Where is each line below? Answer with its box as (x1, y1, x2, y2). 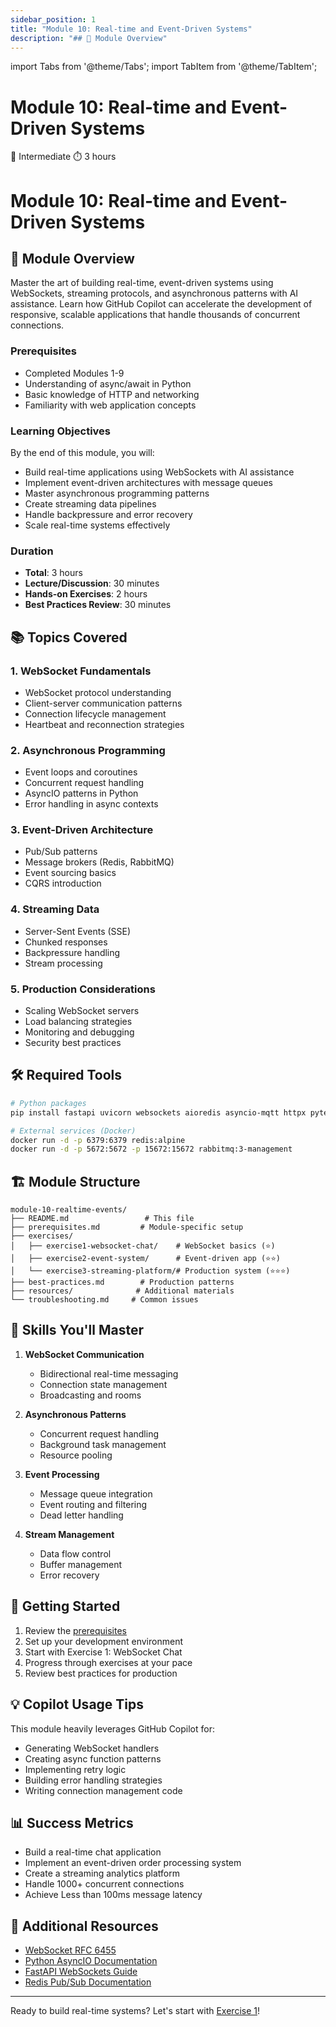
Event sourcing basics (24, 867, 117, 879)
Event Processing (24, 1468, 100, 1480)
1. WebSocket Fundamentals (10, 664, 152, 678)
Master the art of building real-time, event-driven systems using (10, 277, 274, 289)
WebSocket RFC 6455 (24, 1944, 117, 1956)
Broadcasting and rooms (39, 1389, 142, 1401)
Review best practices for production (24, 1667, 178, 1679)
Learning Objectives (10, 424, 112, 438)
